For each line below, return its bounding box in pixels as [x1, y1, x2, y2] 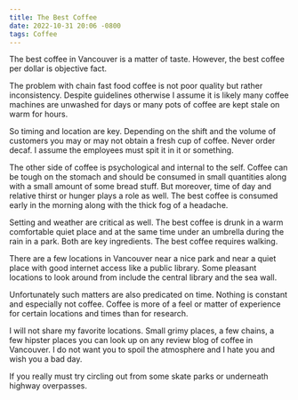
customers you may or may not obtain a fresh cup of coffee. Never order [9, 135, 276, 147]
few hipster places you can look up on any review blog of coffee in [9, 335, 254, 346]
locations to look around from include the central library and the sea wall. [9, 272, 278, 283]
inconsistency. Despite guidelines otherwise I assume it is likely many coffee [9, 90, 289, 100]
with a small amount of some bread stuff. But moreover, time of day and [9, 181, 272, 192]
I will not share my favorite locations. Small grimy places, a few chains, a [9, 325, 275, 336]
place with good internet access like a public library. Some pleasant [9, 263, 257, 274]
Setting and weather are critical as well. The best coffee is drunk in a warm [9, 217, 284, 228]
